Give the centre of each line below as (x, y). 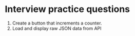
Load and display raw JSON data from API (57, 28)
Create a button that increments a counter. (57, 23)
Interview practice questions (67, 9)
